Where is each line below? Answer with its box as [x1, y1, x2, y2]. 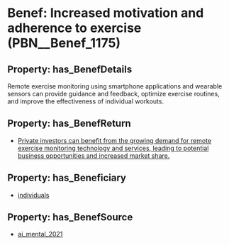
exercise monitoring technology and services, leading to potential [17, 144, 209, 152]
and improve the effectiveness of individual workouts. [7, 97, 164, 106]
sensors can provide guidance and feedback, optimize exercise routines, [7, 90, 220, 98]
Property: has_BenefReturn [7, 118, 131, 130]
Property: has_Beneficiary [7, 172, 126, 184]
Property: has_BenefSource [7, 211, 133, 224]
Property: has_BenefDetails [7, 63, 133, 75]
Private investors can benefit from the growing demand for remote [17, 136, 211, 144]
